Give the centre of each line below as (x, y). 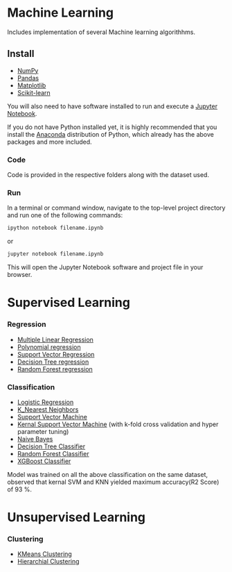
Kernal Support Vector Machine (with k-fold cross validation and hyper (118, 424)
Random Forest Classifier (53, 453)
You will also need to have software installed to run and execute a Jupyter (113, 106)
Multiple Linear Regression (55, 339)
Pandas (28, 78)
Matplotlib (32, 85)
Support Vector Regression (56, 354)
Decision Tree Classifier (51, 446)
